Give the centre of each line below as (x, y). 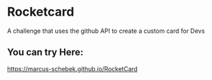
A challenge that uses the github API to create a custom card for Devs (106, 31)
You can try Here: (45, 52)
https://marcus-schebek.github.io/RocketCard (72, 68)
